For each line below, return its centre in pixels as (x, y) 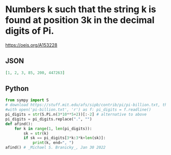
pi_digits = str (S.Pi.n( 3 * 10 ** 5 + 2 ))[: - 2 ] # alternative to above (76, 115)
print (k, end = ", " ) (53, 143)
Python (17, 89)
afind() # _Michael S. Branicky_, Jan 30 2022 (55, 148)
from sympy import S (27, 100)
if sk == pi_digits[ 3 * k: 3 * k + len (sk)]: (65, 138)
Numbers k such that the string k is (81, 9)
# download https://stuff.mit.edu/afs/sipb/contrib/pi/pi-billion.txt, (83, 105)
